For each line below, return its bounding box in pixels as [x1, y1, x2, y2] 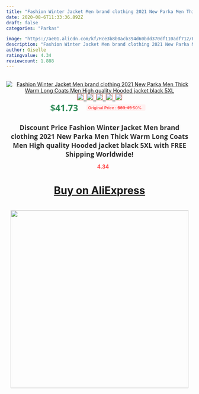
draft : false [6, 20, 38, 26]
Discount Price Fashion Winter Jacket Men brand [20, 122, 179, 132]
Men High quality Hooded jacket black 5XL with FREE [12, 140, 187, 150]
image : [6, 36, 23, 42]
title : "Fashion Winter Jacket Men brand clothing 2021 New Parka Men [6, 8, 184, 15]
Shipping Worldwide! [65, 149, 134, 159]
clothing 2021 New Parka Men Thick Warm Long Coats [11, 131, 188, 141]
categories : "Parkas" [6, 25, 60, 31]
